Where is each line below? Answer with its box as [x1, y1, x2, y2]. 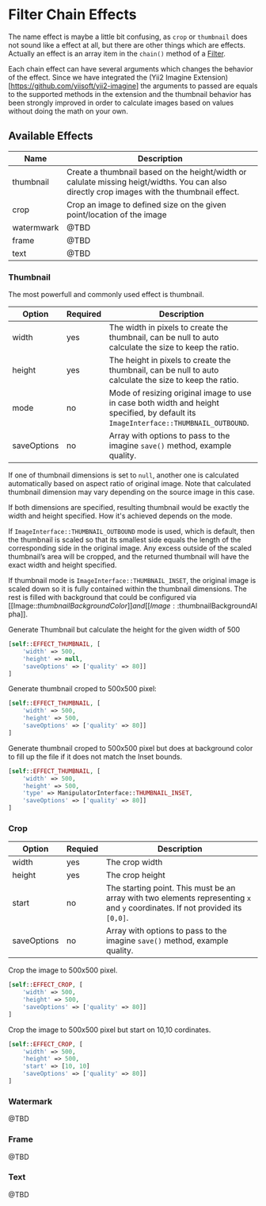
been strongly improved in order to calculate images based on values [8, 98, 234, 107]
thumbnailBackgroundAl [179, 601, 257, 611]
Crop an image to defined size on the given [66, 199, 227, 210]
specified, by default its [108, 408, 196, 419]
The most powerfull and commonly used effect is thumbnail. [8, 290, 204, 300]
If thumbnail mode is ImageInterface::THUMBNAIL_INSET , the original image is [8, 576, 256, 586]
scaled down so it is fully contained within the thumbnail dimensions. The [8, 584, 247, 593]
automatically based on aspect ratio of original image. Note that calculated [8, 479, 252, 489]
